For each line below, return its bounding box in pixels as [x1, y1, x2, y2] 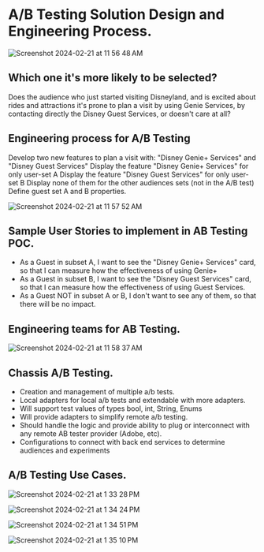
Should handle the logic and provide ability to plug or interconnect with [19, 420, 251, 430]
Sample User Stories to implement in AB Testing [8, 224, 248, 237]
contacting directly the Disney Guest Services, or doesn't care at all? [8, 109, 231, 118]
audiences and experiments [19, 446, 110, 455]
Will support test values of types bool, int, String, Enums [19, 404, 203, 413]
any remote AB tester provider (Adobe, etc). [19, 429, 162, 438]
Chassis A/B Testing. [8, 366, 114, 379]
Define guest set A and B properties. [8, 186, 127, 196]
